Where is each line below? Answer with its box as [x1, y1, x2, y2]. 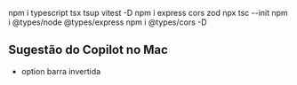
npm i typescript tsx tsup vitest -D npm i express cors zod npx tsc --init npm [8, 8, 288, 18]
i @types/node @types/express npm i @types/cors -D [8, 17, 207, 27]
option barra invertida [20, 66, 101, 76]
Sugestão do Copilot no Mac [8, 42, 168, 58]
